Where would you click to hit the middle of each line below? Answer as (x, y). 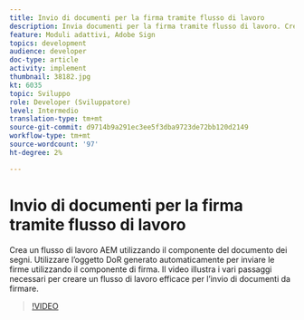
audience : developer (48, 52)
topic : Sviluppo (40, 93)
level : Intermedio (44, 111)
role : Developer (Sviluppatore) (70, 102)
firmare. (24, 288)
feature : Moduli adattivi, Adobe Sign (82, 34)
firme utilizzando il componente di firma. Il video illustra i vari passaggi (141, 269)
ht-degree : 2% (36, 152)
